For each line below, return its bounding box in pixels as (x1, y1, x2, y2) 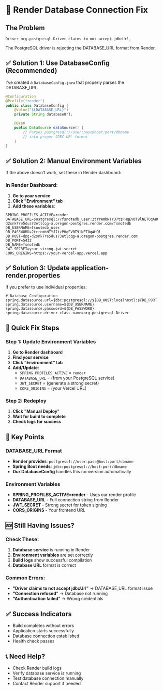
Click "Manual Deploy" (12, 408, 60, 414)
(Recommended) (5, 66, 58, 75)
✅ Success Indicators (5, 610, 72, 618)
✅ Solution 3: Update (5, 264, 70, 272)
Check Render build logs (12, 665, 62, 671)
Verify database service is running (12, 670, 81, 676)
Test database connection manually (12, 675, 84, 681)
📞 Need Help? (5, 652, 45, 660)
